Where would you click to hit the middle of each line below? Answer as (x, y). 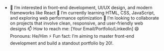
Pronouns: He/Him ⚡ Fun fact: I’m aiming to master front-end (72, 36)
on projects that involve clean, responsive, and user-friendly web (76, 23)
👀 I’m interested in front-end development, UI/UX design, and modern (81, 8)
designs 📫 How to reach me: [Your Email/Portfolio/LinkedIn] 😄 (74, 29)
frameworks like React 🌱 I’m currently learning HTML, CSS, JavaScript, (82, 13)
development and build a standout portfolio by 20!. (62, 43)
